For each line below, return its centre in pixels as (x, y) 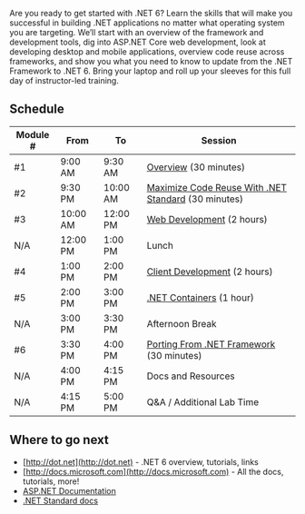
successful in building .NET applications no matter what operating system (147, 23)
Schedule (37, 109)
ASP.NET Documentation (69, 490)
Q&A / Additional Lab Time (203, 401)
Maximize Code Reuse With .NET (217, 187)
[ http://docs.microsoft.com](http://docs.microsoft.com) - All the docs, (153, 471)
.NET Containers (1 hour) (200, 297)
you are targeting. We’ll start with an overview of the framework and (137, 32)
